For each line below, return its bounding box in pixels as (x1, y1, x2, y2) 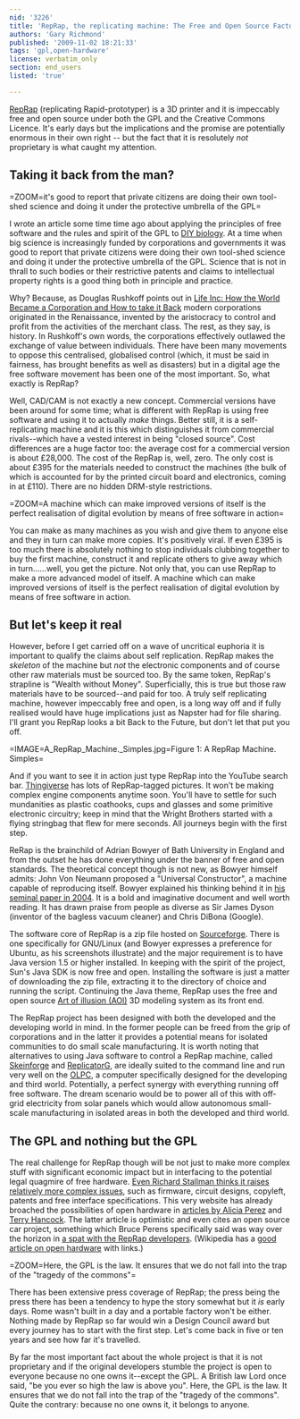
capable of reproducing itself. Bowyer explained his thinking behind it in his (9, 883, 286, 894)
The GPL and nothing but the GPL (9, 1133, 198, 1149)
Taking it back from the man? (9, 167, 175, 183)
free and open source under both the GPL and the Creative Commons (9, 113, 266, 123)
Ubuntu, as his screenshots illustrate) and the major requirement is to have (9, 948, 284, 959)
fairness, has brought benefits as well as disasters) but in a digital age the (9, 359, 281, 369)
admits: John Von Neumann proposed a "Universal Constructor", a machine (9, 874, 287, 884)
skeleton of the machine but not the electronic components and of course (9, 660, 280, 671)
